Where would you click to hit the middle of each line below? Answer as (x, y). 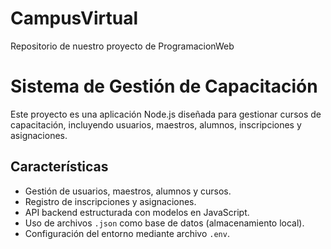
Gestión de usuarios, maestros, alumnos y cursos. (128, 191)
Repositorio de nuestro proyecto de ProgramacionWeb (122, 46)
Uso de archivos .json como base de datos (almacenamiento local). (164, 223)
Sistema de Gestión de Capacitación (164, 86)
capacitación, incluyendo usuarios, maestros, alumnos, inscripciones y (156, 124)
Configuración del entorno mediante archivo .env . (127, 233)
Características (59, 167)
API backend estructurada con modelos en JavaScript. (137, 212)
